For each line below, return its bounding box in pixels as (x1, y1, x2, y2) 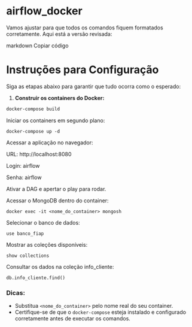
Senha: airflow (6, 174, 42, 181)
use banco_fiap (6, 231, 44, 237)
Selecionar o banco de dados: (6, 219, 80, 226)
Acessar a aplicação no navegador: (6, 139, 94, 146)
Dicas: (6, 289, 26, 297)
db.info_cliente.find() (6, 274, 66, 281)
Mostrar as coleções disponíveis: (6, 241, 88, 248)
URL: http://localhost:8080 (6, 150, 72, 158)
